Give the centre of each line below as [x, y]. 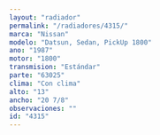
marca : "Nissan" [39, 34]
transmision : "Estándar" [55, 67]
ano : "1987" [31, 51]
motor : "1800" [35, 59]
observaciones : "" [43, 108]
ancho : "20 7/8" [39, 100]
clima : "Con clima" [45, 83]
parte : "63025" [37, 75]
